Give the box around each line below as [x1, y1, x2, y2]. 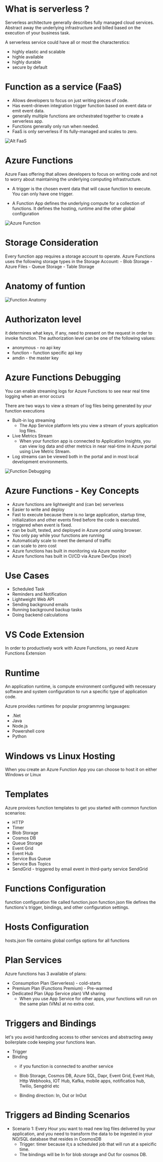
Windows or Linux [5, 772, 41, 778]
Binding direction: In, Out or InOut [19, 1092, 87, 1098]
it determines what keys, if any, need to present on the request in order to [5, 330, 152, 336]
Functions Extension [5, 650, 46, 656]
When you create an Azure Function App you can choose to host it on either [5, 767, 157, 772]
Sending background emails [12, 601, 69, 607]
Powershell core [12, 728, 45, 734]
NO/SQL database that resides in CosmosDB [12, 1136, 102, 1142]
